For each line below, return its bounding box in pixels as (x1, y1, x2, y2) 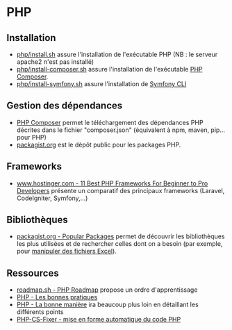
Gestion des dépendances (6, 100, 123, 112)
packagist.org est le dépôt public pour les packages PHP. (16, 140, 181, 149)
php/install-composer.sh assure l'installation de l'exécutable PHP (16, 65, 203, 73)
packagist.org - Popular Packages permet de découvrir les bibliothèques (16, 232, 225, 240)
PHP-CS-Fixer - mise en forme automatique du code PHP (16, 315, 181, 324)
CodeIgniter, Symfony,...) (16, 194, 88, 202)
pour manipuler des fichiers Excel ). (16, 247, 117, 256)
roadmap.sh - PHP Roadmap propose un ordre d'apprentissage (16, 286, 198, 294)
